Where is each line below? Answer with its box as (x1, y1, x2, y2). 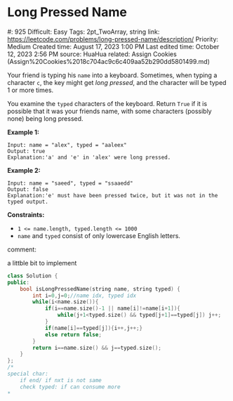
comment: (7, 245, 36, 254)
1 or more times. (7, 86, 54, 94)
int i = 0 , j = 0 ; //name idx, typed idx (32, 292, 137, 299)
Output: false (7, 185, 49, 193)
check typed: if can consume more (20, 383, 121, 390)
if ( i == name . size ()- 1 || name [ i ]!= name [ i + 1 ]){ (44, 305, 180, 313)
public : (7, 279, 30, 286)
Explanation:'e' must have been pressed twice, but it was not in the (7, 192, 218, 199)
